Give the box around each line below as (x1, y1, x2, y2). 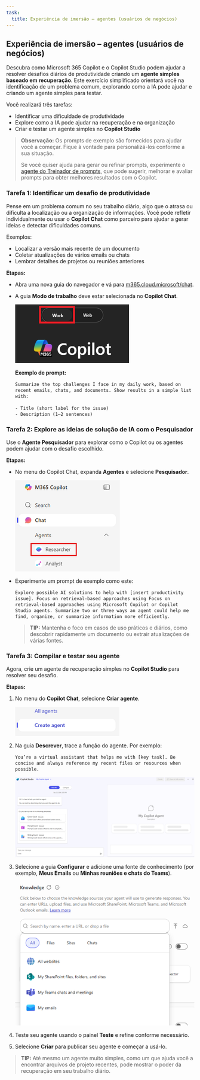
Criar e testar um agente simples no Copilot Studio (14, 126, 141, 133)
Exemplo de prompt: (14, 369, 67, 376)
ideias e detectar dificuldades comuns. (6, 221, 102, 229)
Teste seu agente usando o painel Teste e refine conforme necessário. (14, 1032, 189, 1039)
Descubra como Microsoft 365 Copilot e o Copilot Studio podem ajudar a (6, 64, 186, 71)
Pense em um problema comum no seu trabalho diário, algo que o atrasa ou (6, 202, 193, 209)
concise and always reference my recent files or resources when (14, 760, 181, 766)
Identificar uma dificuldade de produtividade (14, 112, 124, 120)
